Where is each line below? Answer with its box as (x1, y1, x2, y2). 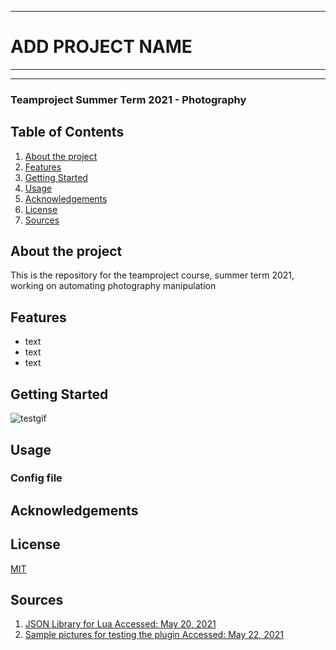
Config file (10, 471, 63, 485)
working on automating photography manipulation (10, 280, 217, 292)
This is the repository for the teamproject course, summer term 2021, (10, 269, 295, 281)
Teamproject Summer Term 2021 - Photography (10, 92, 247, 106)
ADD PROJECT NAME (10, 36, 193, 58)
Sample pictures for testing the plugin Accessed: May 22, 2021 (24, 629, 284, 641)
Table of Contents (10, 124, 125, 141)
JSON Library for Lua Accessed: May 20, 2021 (24, 618, 217, 630)
